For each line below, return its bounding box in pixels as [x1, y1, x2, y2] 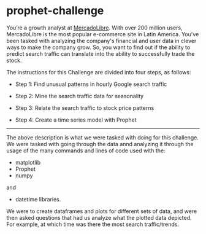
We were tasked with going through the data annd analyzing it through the [6, 140, 194, 147]
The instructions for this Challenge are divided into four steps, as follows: [6, 68, 191, 76]
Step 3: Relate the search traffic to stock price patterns [15, 104, 154, 111]
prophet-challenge [6, 4, 104, 18]
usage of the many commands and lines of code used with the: [6, 147, 166, 154]
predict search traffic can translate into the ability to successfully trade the [6, 50, 195, 57]
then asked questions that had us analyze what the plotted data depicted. [6, 214, 192, 221]
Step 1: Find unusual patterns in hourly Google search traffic [15, 80, 167, 88]
